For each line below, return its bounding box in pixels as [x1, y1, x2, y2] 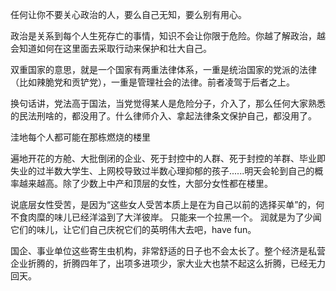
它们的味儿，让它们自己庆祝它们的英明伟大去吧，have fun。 [10, 224, 257, 235]
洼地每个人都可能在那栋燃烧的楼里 [10, 131, 151, 143]
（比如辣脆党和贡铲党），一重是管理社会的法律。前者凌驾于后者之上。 [10, 76, 295, 88]
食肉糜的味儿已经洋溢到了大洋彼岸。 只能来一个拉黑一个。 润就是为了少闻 [18, 211, 322, 223]
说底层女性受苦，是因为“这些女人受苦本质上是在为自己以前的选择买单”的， [10, 199, 317, 210]
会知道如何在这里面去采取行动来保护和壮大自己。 [10, 43, 212, 54]
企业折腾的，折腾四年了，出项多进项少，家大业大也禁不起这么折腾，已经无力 [10, 258, 326, 269]
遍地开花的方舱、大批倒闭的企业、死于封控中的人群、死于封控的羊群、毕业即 [10, 153, 326, 164]
